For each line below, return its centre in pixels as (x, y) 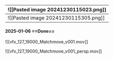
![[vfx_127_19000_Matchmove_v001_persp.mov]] (54, 51)
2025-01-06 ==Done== (30, 31)
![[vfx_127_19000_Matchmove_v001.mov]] (47, 42)
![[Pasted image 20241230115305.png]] (56, 18)
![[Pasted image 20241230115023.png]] (57, 10)
